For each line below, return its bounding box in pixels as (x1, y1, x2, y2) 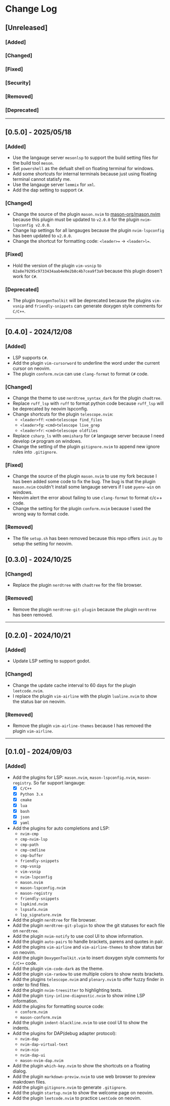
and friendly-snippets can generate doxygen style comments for (25, 303, 163, 309)
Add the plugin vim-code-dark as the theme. (12, 966, 104, 972)
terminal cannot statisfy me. (12, 176, 71, 182)
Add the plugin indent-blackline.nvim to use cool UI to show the (12, 1020, 148, 1026)
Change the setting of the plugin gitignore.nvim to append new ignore (12, 444, 160, 450)
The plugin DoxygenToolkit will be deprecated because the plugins (12, 298, 152, 304)
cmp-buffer (20, 853, 44, 859)
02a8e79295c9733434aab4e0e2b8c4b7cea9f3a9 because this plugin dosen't (12, 268, 163, 274)
